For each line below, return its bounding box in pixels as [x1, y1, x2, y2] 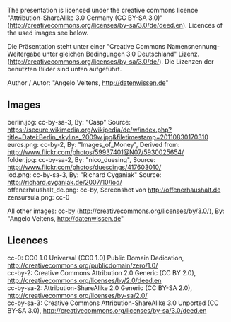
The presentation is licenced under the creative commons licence [7, 6, 199, 14]
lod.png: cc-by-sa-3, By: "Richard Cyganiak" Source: [7, 170, 162, 179]
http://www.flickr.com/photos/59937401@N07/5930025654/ [7, 148, 184, 156]
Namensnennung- [167, 42, 220, 50]
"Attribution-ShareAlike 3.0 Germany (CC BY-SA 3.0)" [7, 13, 163, 22]
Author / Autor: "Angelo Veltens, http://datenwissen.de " [7, 79, 169, 87]
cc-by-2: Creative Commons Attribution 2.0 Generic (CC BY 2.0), [7, 268, 196, 277]
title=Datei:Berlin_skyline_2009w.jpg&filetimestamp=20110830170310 [7, 132, 208, 141]
